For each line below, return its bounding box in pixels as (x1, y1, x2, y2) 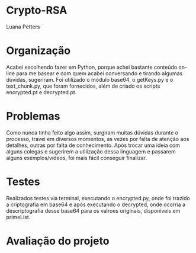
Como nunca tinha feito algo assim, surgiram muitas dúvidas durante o (6, 129, 179, 136)
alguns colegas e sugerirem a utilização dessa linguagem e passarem (6, 148, 176, 155)
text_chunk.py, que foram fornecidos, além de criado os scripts (6, 82, 160, 89)
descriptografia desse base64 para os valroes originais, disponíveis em (6, 207, 181, 214)
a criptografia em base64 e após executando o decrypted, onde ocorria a (6, 201, 186, 208)
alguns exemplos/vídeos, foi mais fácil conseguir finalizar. (6, 154, 147, 161)
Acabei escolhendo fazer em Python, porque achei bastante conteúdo (6, 63, 178, 71)
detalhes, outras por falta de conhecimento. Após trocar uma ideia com (6, 142, 181, 149)
